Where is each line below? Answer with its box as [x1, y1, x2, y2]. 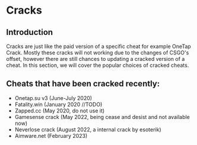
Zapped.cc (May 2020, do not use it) [14, 107, 105, 114]
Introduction [6, 27, 53, 37]
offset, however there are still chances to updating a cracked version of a [6, 56, 185, 62]
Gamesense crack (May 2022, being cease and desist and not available [14, 113, 190, 120]
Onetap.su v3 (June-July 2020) [14, 94, 93, 101]
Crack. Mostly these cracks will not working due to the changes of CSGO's [6, 49, 189, 56]
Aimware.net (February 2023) [14, 132, 88, 139]
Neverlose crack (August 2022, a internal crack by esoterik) [14, 125, 161, 133]
